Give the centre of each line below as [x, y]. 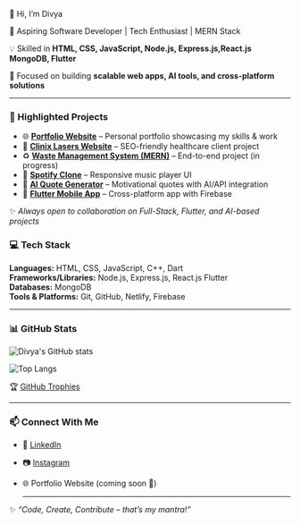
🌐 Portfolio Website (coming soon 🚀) [89, 484]
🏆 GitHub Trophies [45, 386]
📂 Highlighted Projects [59, 116]
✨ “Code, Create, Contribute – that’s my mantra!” [100, 510]
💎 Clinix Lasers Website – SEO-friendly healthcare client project [141, 147]
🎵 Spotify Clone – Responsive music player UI [107, 175]
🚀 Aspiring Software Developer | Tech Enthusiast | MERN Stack [125, 31]
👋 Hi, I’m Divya [36, 14]
